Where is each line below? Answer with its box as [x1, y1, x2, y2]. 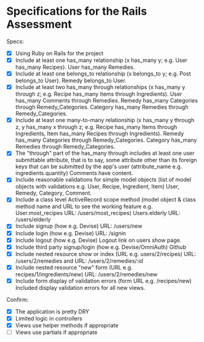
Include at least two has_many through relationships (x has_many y [15, 84, 186, 91]
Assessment [6, 17, 72, 31]
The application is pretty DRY [15, 308, 90, 315]
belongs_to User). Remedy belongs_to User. [15, 77, 127, 84]
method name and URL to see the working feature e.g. [15, 203, 153, 210]
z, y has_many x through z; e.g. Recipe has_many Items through [15, 123, 178, 131]
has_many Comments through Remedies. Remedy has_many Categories [15, 97, 198, 104]
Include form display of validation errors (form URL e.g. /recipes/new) [15, 277, 192, 284]
